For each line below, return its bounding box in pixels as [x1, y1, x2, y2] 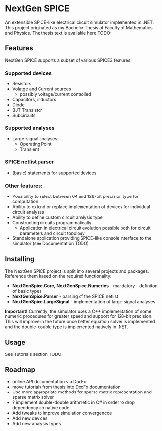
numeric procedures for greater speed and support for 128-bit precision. [5, 313, 153, 319]
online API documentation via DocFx [12, 379, 86, 385]
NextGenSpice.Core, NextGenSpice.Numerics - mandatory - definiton [12, 282, 158, 289]
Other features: [5, 182, 43, 189]
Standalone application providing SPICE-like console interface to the [12, 235, 152, 241]
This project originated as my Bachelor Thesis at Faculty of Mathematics [5, 24, 153, 30]
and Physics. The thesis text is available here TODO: [5, 30, 112, 36]
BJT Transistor [12, 107, 42, 113]
